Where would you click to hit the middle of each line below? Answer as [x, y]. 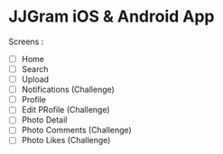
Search [35, 69]
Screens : [26, 41]
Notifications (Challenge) [68, 90]
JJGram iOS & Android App [111, 17]
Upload [35, 79]
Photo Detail [44, 120]
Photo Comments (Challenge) [76, 130]
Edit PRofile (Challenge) [65, 110]
